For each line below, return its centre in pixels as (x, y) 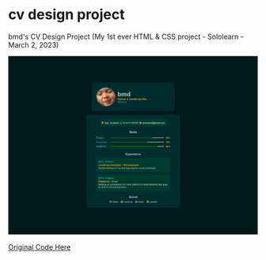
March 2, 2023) (34, 44)
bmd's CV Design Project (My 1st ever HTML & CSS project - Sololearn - (126, 36)
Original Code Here (40, 247)
